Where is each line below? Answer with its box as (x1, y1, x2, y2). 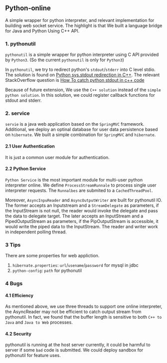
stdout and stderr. (5, 97, 42, 104)
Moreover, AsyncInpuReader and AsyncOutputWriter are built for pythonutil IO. (5, 197, 163, 203)
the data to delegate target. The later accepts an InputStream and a (5, 213, 144, 219)
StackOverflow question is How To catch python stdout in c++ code (5, 77, 145, 83)
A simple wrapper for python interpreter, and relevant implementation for (5, 17, 155, 23)
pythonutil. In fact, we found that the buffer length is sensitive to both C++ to (5, 314, 162, 320)
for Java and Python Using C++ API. (5, 27, 80, 34)
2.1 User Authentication (5, 143, 55, 149)
